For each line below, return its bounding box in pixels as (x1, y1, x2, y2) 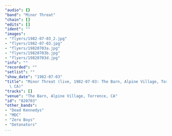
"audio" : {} (5, 7, 30, 13)
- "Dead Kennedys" (5, 108, 44, 113)
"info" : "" (5, 60, 28, 65)
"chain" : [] (5, 17, 30, 22)
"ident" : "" (5, 27, 30, 32)
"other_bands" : (5, 103, 37, 108)
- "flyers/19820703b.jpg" (5, 50, 60, 55)
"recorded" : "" (5, 65, 37, 70)
